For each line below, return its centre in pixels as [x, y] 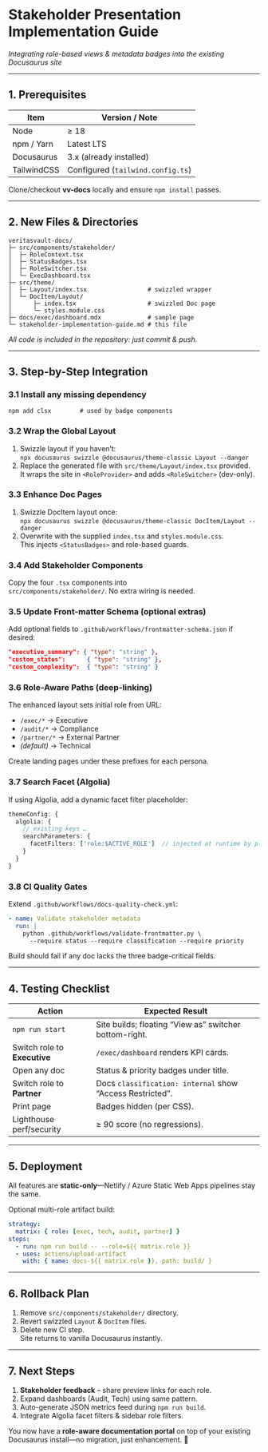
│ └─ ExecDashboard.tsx [49, 276]
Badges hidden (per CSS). [145, 1106]
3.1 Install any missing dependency [77, 395]
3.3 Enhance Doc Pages [55, 494]
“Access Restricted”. [134, 1093]
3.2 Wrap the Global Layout [62, 431]
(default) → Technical [55, 746]
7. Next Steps [41, 1371]
